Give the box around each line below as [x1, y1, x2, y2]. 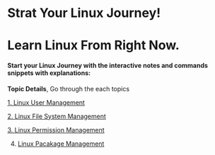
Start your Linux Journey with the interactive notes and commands [7, 61, 209, 69]
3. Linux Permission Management [7, 125, 105, 134]
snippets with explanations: [7, 69, 91, 77]
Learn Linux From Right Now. [7, 38, 180, 54]
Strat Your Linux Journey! [7, 5, 161, 21]
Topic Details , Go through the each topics [7, 84, 129, 93]
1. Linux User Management [7, 98, 85, 107]
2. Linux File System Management [7, 112, 106, 120]
